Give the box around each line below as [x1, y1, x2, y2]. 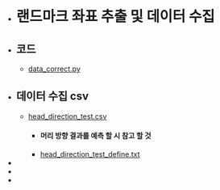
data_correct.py [27, 64, 81, 74]
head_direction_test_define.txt [39, 150, 140, 159]
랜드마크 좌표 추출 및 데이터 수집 [15, 7, 215, 26]
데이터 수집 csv [15, 90, 89, 103]
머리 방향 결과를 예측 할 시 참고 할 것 [39, 131, 152, 141]
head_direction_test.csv [27, 111, 107, 121]
